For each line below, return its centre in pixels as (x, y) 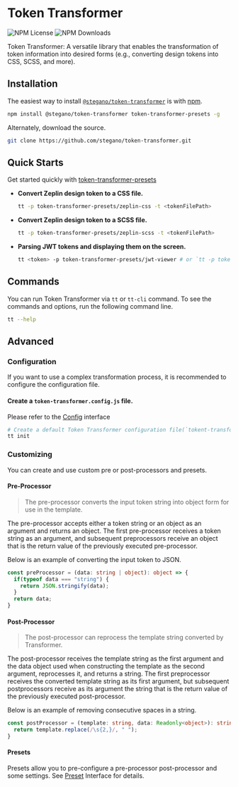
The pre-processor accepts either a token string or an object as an (104, 523)
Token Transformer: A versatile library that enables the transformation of (113, 46)
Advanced (31, 342)
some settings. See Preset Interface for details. (76, 776)
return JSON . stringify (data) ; (65, 586)
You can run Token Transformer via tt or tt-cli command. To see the (109, 299)
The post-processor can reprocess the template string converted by (124, 637)
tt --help (22, 319)
